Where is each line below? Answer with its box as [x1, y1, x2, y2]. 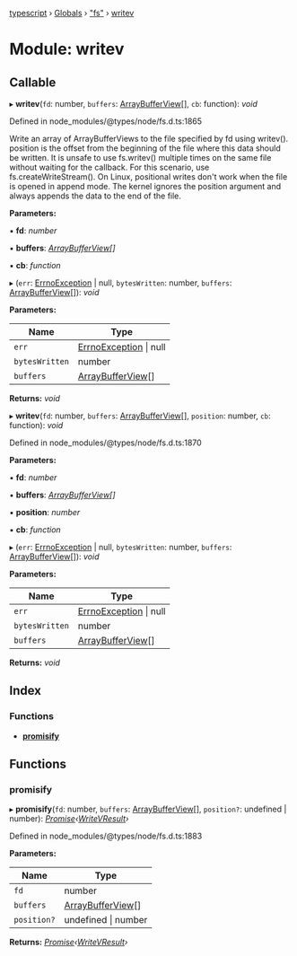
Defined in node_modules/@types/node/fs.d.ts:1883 [9, 830, 203, 842]
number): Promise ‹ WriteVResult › [9, 813, 129, 824]
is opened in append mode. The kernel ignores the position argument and [9, 181, 282, 191]
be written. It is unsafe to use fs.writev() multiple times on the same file [9, 153, 272, 162]
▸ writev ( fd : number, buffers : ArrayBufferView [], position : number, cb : [9, 410, 271, 421]
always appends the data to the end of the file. [9, 190, 182, 201]
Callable [9, 75, 57, 90]
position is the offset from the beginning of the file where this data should [9, 143, 281, 153]
